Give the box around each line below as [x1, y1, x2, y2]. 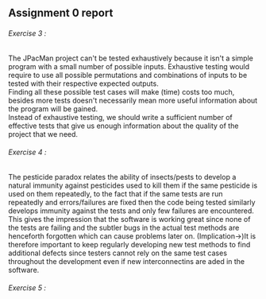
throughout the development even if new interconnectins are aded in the [8, 256, 245, 266]
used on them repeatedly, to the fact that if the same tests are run [8, 188, 223, 198]
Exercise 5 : [8, 283, 46, 293]
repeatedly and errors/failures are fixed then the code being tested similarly [8, 197, 256, 207]
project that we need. [8, 129, 78, 138]
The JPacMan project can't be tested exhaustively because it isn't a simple [8, 53, 254, 63]
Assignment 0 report [8, 6, 114, 20]
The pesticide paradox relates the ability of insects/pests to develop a [8, 172, 237, 181]
